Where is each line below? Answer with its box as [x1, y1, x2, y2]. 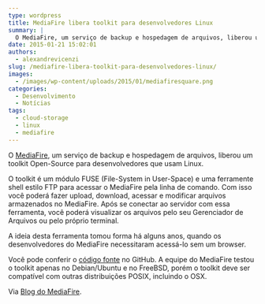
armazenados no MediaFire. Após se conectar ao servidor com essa [8, 198, 230, 209]
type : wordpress [8, 11, 62, 20]
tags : [8, 107, 26, 115]
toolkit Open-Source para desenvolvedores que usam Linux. [8, 158, 204, 168]
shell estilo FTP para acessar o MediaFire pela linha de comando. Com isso [8, 182, 252, 191]
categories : [8, 84, 47, 93]
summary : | [8, 26, 44, 34]
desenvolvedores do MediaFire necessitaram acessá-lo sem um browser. [8, 239, 247, 249]
